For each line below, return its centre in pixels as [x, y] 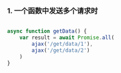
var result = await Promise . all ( [67, 38]
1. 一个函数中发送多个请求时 [53, 10]
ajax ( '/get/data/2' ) [61, 50]
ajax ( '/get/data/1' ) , [63, 44]
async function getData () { [47, 31]
